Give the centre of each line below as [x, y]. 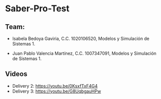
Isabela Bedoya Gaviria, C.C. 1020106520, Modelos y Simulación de [81, 38]
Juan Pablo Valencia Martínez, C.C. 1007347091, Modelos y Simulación [84, 53]
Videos [16, 74]
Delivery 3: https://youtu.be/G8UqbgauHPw [57, 91]
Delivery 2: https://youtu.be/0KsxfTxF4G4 [55, 86]
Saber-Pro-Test [37, 9]
